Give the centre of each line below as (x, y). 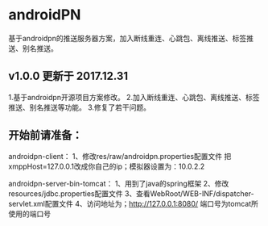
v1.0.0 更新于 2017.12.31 (68, 76)
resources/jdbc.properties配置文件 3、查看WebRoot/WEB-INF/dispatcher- (132, 193)
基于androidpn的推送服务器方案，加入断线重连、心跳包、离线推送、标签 (128, 38)
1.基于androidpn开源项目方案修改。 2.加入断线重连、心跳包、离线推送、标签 (134, 97)
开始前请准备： (45, 135)
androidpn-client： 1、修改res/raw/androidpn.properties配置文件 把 (120, 156)
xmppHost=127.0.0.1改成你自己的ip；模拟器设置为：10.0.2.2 (107, 166)
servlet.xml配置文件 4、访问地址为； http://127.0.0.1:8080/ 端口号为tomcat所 (134, 203)
